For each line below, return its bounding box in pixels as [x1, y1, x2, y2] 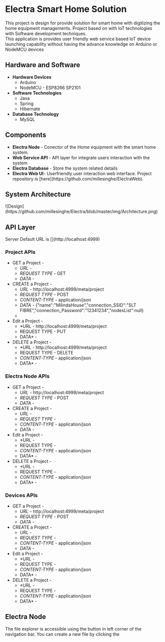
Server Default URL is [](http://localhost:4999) [5, 236, 100, 242]
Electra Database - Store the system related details [12, 165, 118, 171]
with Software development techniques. [5, 30, 87, 36]
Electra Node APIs [5, 373, 50, 380]
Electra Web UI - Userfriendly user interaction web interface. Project [12, 170, 152, 176]
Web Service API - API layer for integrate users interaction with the [12, 154, 150, 160]
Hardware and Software [5, 61, 81, 69]
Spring [19, 101, 34, 107]
